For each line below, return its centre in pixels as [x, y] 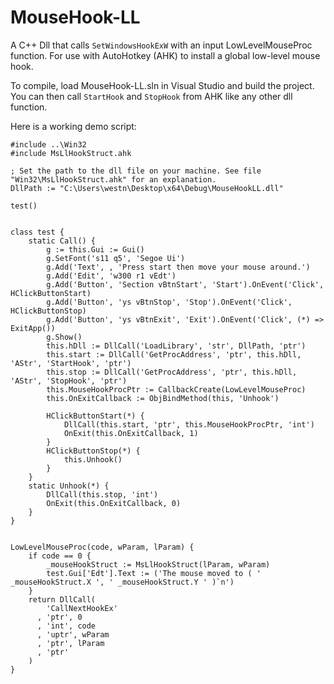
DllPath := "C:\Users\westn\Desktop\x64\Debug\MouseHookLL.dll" [147, 188]
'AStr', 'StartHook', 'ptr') [71, 363]
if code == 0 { [60, 556]
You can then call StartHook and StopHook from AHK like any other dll [151, 96]
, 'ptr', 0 [59, 617]
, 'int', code [66, 626]
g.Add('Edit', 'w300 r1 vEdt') [111, 276]
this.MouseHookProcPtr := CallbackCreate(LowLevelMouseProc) [176, 389]
